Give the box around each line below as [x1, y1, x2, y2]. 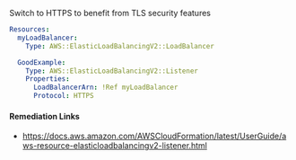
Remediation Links [9, 111, 81, 121]
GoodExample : [17, 58, 66, 67]
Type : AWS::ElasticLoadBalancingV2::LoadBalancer [25, 41, 215, 50]
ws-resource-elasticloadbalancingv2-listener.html [22, 140, 208, 151]
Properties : [25, 75, 70, 84]
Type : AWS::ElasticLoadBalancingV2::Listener [25, 67, 199, 76]
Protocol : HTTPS [32, 92, 94, 101]
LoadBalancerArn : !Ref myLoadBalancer [32, 83, 178, 93]
